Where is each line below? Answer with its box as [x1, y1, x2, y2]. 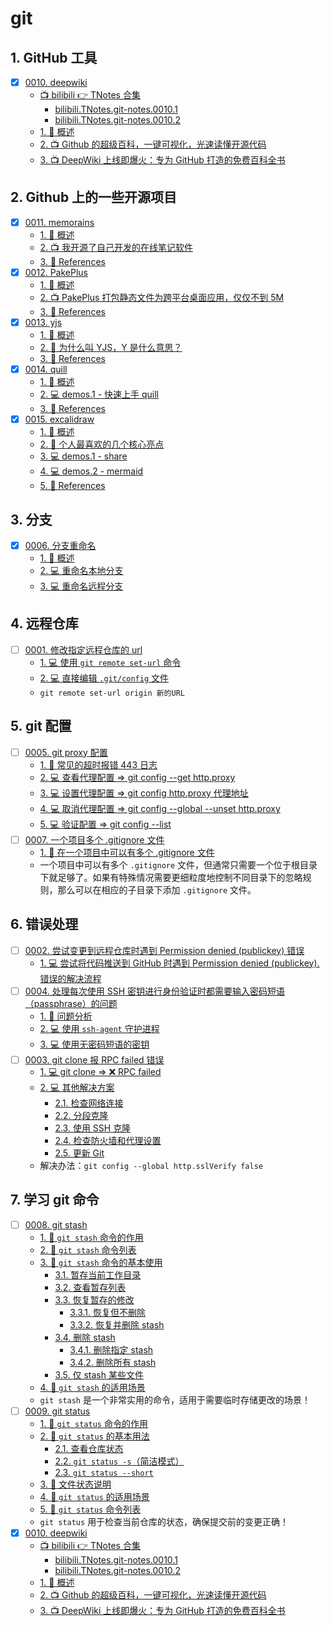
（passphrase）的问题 [24, 997, 118, 1009]
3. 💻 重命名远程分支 [39, 580, 124, 592]
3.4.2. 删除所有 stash [69, 1356, 157, 1368]
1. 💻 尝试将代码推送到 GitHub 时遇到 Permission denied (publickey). [39, 957, 320, 969]
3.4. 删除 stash [54, 1331, 116, 1343]
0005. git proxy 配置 [24, 746, 108, 758]
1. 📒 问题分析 [39, 1010, 93, 1022]
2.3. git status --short [54, 1466, 154, 1478]
